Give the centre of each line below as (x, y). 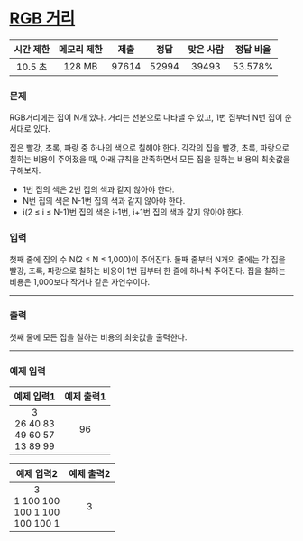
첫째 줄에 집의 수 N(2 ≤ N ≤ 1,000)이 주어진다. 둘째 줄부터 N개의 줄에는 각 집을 (147, 259)
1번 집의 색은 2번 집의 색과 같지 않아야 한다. (98, 189)
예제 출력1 (85, 397)
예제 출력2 (90, 474)
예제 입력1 (35, 397)
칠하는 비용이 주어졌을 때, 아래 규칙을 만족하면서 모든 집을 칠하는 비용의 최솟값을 (150, 160)
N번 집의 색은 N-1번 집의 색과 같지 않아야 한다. (104, 201)
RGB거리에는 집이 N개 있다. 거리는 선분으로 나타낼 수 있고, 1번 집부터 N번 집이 (146, 117)
